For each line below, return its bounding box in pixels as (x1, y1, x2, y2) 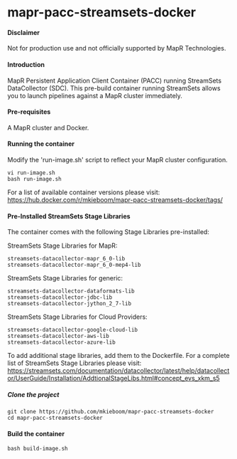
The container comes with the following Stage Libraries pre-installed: (7, 228, 209, 236)
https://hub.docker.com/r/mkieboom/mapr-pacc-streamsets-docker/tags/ (7, 196, 224, 204)
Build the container (7, 429, 65, 438)
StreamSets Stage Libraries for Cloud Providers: (7, 312, 148, 321)
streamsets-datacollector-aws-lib (7, 332, 110, 340)
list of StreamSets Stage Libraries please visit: (7, 359, 142, 367)
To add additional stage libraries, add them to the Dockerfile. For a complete (7, 352, 230, 360)
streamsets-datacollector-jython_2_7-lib (7, 300, 132, 307)
